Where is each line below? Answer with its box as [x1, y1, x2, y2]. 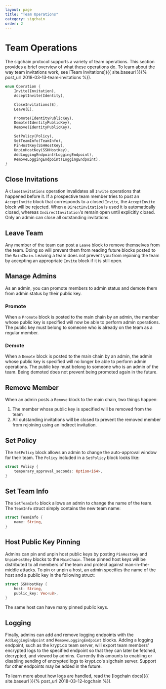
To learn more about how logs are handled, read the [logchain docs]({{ [5, 673, 149, 679]
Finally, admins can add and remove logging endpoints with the [5, 632, 134, 638]
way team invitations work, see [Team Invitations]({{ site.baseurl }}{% [5, 69, 147, 75]
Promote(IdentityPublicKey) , [14, 116, 74, 121]
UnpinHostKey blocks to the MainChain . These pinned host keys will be [5, 556, 146, 562]
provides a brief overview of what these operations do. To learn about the [5, 64, 155, 70]
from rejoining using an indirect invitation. [12, 422, 97, 428]
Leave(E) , [14, 107, 35, 112]
